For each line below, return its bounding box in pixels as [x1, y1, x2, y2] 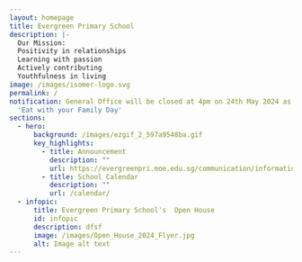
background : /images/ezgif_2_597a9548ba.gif [32, 131, 203, 140]
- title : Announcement [41, 147, 127, 156]
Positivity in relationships [17, 47, 127, 56]
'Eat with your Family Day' [17, 105, 123, 114]
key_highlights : [32, 139, 94, 148]
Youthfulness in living [17, 72, 106, 81]
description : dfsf [32, 222, 102, 231]
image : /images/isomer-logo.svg [9, 80, 130, 89]
